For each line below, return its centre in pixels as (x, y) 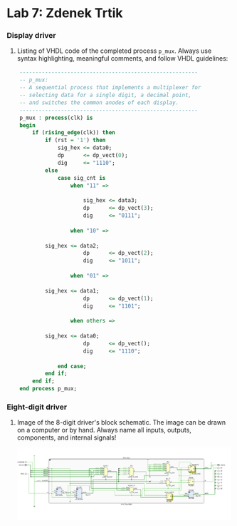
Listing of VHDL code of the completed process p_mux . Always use (114, 51)
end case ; (72, 366)
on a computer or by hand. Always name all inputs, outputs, (104, 430)
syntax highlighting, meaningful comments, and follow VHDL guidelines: (122, 59)
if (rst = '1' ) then (75, 141)
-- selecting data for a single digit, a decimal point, (106, 95)
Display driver (31, 36)
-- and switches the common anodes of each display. (99, 102)
